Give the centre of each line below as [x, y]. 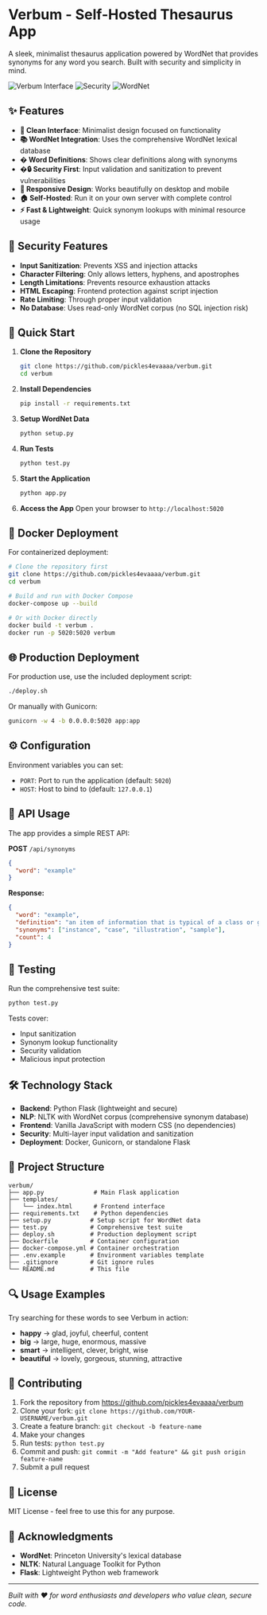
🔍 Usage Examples [57, 1295]
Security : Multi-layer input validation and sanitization [106, 1133]
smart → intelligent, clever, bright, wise [84, 1350]
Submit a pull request [54, 1467]
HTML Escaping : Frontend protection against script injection [119, 291]
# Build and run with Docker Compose [71, 596]
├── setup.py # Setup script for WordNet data [104, 1220]
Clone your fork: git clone [63, 1411]
